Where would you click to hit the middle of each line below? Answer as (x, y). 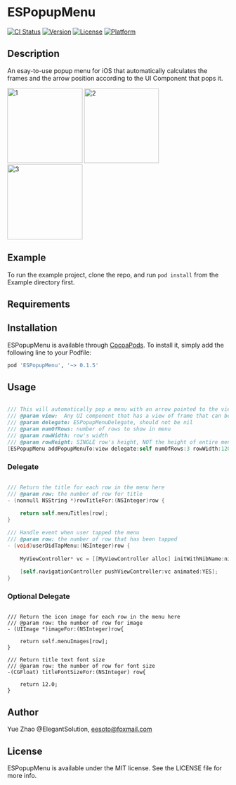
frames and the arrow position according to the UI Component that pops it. (115, 78)
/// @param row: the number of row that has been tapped (92, 539)
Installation (32, 328)
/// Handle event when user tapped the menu (73, 533)
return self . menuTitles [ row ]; (64, 513)
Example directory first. (41, 282)
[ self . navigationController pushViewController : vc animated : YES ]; (119, 572)
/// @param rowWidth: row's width (58, 435)
